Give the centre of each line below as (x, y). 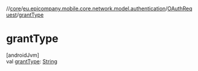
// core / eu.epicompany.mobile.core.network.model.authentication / (87, 9)
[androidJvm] (23, 55)
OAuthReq (180, 9)
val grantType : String (32, 61)
